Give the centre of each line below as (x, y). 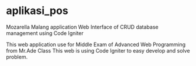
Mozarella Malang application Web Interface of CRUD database (82, 27)
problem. (17, 57)
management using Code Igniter (45, 33)
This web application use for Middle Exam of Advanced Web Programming (96, 44)
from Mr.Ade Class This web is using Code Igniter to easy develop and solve (98, 50)
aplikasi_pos (37, 11)
